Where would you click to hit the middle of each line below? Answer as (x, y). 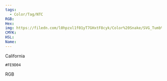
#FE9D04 (13, 65)
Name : (11, 42)
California (15, 56)
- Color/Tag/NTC (26, 14)
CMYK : (11, 33)
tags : (11, 10)
